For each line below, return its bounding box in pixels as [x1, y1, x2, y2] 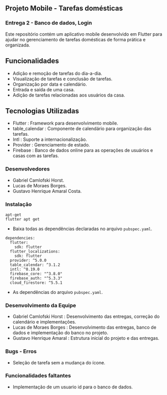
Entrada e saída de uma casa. [12, 86, 75, 92]
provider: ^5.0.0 [10, 258, 47, 263]
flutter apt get [5, 216, 40, 221]
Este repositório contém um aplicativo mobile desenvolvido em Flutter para [5, 31, 162, 37]
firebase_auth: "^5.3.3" [10, 276, 63, 281]
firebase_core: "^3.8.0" [10, 271, 63, 276]
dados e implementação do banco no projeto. [12, 330, 108, 336]
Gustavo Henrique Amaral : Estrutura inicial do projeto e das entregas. [12, 335, 159, 341]
